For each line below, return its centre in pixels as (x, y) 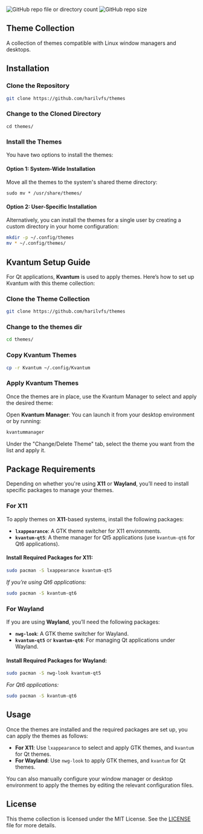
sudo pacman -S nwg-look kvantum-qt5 (54, 673)
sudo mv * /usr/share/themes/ (44, 193)
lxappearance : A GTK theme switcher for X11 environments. (88, 531)
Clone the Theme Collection (48, 299)
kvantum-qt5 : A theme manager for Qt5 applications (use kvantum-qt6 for (105, 537)
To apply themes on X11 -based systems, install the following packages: (95, 519)
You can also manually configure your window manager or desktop (90, 778)
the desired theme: (30, 402)
